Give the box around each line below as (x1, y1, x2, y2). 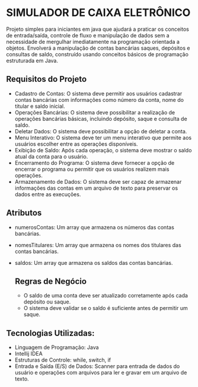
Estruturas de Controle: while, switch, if (14, 356, 111, 364)
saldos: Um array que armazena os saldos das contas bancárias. (14, 259, 173, 266)
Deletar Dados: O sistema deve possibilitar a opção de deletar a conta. (14, 127, 187, 135)
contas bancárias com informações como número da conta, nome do (14, 96, 184, 103)
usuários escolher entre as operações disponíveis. (14, 140, 138, 148)
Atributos (6, 208, 42, 218)
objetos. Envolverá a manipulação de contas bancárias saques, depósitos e (6, 44, 190, 52)
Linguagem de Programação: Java (14, 344, 99, 351)
